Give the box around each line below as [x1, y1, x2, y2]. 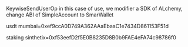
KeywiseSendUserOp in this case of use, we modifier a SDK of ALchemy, [6, 5, 183, 12]
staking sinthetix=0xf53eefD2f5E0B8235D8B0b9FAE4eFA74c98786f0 [6, 34, 176, 41]
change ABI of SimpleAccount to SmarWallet [6, 11, 114, 18]
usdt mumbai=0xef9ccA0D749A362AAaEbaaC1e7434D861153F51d [6, 23, 169, 29]
